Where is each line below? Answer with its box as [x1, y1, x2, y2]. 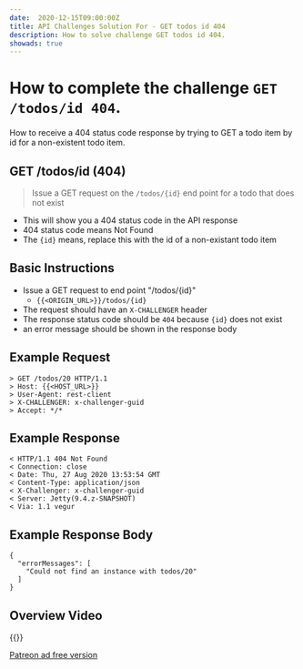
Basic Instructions [9, 260, 116, 276]
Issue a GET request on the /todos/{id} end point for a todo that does [31, 188, 295, 198]
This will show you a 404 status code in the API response [22, 215, 238, 226]
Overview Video [9, 607, 103, 623]
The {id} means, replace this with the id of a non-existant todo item [22, 234, 278, 245]
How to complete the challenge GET [9, 78, 278, 98]
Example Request [9, 350, 111, 365]
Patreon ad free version [9, 650, 98, 661]
